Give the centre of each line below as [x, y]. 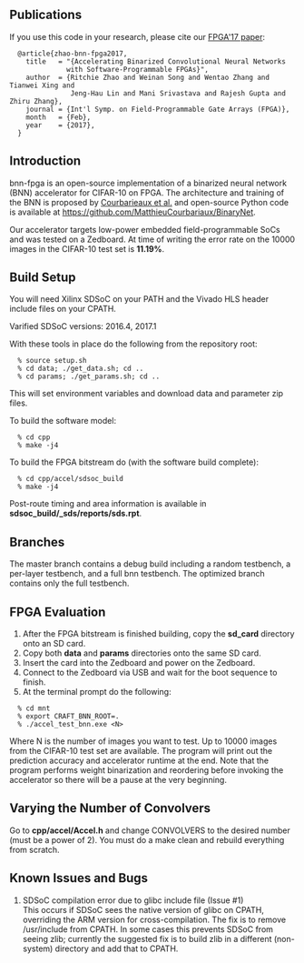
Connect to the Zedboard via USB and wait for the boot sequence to [150, 673]
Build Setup [43, 278]
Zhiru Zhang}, [36, 101]
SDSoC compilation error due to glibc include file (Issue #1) [133, 900]
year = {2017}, [60, 125]
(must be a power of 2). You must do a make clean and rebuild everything [147, 839]
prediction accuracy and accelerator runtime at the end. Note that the [139, 761]
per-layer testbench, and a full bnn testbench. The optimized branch [137, 574]
